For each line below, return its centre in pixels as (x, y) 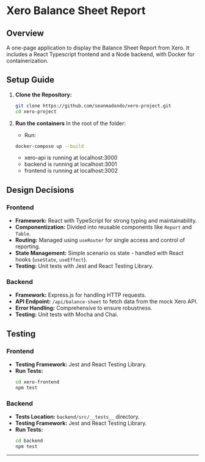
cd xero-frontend (37, 382)
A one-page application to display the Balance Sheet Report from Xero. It (98, 48)
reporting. (28, 247)
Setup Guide (31, 80)
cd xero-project (36, 111)
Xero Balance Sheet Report (76, 11)
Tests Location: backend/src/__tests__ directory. (77, 417)
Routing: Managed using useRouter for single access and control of (100, 240)
